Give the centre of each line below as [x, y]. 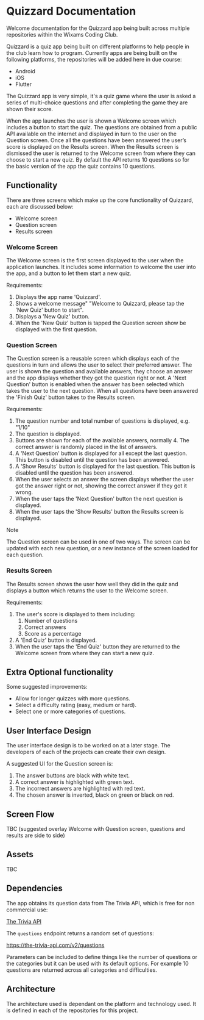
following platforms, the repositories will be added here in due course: [94, 59]
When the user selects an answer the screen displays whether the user [104, 479]
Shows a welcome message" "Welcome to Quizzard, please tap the [100, 304]
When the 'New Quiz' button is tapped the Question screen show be [100, 323]
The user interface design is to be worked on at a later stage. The [88, 745]
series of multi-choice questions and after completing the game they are [97, 102]
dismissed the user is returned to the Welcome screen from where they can [101, 153]
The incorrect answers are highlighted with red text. [80, 789]
